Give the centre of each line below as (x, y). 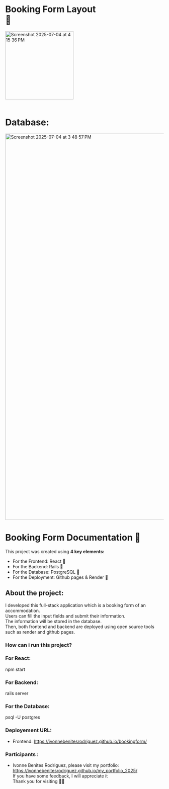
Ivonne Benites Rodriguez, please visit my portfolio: (66, 765)
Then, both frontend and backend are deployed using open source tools (80, 627)
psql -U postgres (23, 717)
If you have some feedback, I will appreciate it (60, 776)
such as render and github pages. (40, 632)
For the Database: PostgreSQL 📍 (46, 572)
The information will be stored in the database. (54, 621)
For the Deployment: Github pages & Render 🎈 (60, 577)
